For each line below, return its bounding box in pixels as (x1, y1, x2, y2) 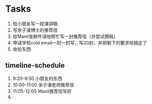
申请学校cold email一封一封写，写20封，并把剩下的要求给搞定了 (12, 39, 147, 46)
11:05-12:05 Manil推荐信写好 (12, 88, 72, 94)
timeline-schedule (5, 61, 65, 70)
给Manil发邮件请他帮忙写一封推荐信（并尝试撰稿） (12, 33, 118, 39)
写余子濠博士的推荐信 (12, 27, 58, 33)
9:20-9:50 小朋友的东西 (12, 75, 63, 82)
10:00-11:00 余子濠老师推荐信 (12, 82, 74, 88)
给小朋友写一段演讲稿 (12, 20, 58, 27)
